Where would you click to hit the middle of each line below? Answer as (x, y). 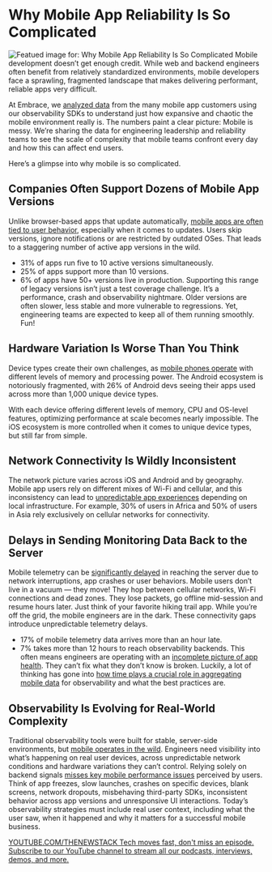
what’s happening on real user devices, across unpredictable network (125, 758)
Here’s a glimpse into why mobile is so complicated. (95, 163)
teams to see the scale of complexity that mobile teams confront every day (133, 139)
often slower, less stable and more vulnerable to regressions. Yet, (129, 306)
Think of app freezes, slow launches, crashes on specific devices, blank (129, 783)
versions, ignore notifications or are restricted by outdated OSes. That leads (135, 238)
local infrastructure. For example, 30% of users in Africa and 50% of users (133, 506)
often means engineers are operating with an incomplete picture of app (139, 657)
